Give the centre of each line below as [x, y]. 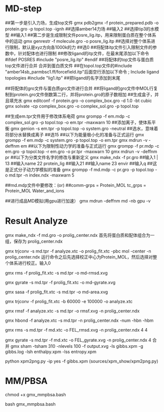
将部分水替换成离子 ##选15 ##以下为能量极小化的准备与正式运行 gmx [75, 134]
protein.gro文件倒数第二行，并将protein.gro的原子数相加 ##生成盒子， [84, 94]
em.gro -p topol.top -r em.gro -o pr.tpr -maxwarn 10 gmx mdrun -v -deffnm [81, 151]
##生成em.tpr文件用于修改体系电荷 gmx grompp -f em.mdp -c [68, 116]
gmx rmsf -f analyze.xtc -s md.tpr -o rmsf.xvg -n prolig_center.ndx [72, 311]
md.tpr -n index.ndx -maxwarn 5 [42, 175]
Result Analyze [36, 221]
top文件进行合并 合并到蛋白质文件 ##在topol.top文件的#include [69, 65]
